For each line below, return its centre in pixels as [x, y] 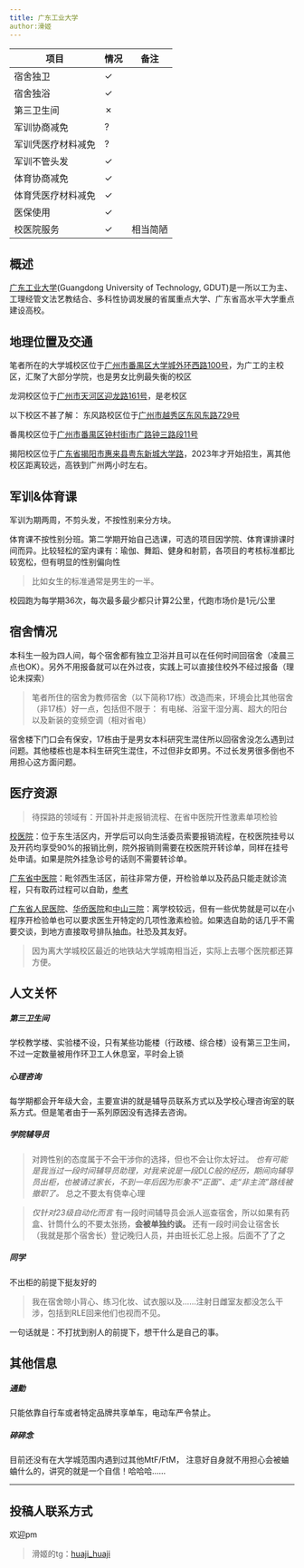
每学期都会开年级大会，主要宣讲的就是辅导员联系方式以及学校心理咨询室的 [148, 1101]
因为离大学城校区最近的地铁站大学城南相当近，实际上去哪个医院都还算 [162, 950]
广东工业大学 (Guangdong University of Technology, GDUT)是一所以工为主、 [151, 287]
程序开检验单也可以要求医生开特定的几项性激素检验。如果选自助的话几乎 [144, 920]
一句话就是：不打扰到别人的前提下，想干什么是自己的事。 [116, 1332]
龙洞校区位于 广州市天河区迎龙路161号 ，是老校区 [99, 396]
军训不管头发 [42, 161]
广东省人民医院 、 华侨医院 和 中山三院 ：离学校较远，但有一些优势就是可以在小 [152, 909]
